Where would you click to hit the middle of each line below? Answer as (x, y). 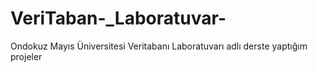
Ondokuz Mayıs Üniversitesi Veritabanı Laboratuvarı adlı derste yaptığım (159, 46)
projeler (26, 56)
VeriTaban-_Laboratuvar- (118, 18)
